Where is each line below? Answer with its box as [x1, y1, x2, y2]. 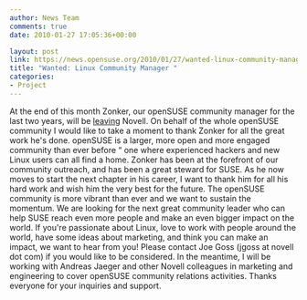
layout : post [9, 47, 59, 56]
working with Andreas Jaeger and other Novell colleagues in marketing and [9, 261, 293, 272]
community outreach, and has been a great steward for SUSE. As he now [9, 163, 285, 174]
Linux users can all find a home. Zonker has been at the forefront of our [9, 154, 279, 165]
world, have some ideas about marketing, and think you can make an [9, 232, 269, 243]
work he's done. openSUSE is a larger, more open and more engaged [9, 134, 270, 146]
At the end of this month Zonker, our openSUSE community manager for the [9, 106, 295, 117]
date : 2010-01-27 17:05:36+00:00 [9, 30, 137, 39]
